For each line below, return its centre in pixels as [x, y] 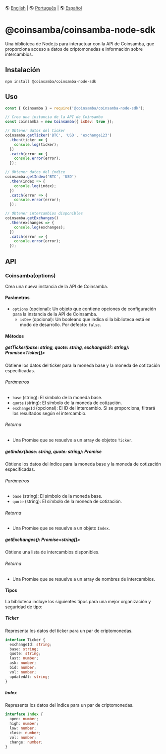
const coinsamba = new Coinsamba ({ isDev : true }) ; [59, 122]
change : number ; [26, 742]
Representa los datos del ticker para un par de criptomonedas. [69, 631]
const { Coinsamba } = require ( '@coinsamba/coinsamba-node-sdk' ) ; [75, 108]
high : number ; [24, 724]
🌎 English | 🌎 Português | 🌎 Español [44, 8]
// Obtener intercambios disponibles [44, 214]
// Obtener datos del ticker [35, 131]
